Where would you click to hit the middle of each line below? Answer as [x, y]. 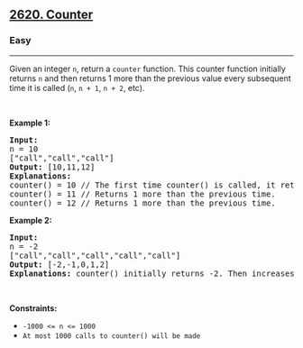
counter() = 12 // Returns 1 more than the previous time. [143, 203]
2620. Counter [51, 15]
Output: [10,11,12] [52, 167]
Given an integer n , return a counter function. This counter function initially [147, 69]
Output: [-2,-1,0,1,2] [60, 264]
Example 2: [31, 220]
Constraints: [33, 308]
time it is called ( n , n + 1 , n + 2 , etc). [77, 87]
